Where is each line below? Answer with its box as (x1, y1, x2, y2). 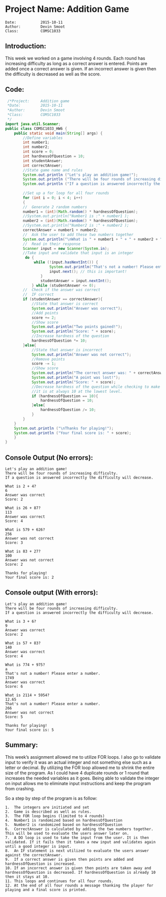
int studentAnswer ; (23, 158, 63, 163)
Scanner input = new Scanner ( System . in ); (23, 246, 110, 251)
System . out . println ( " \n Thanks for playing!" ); (14, 425, 114, 431)
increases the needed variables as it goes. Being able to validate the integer (5, 775, 160, 781)
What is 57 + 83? (5, 641, 41, 646)
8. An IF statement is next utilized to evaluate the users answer (5, 848, 149, 853)
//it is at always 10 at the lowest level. (31, 389, 123, 394)
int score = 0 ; (23, 149, 54, 154)
